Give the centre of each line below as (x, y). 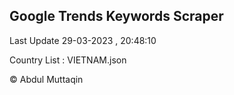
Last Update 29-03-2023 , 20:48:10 (83, 40)
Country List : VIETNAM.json (68, 60)
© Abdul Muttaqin (46, 79)
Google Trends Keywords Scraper (116, 16)
